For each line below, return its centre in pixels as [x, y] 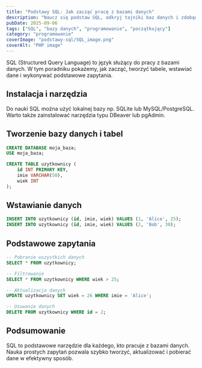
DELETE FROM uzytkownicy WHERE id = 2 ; [56, 312]
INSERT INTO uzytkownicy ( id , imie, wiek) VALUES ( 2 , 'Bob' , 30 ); [91, 225]
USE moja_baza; [25, 153]
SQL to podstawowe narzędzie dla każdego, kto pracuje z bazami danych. [98, 345]
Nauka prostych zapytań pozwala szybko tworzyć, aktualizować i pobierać [99, 352]
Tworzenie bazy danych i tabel [65, 134]
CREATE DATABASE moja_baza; [41, 148]
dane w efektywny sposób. [40, 358]
